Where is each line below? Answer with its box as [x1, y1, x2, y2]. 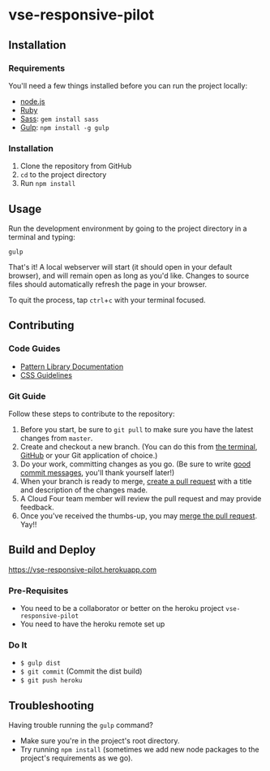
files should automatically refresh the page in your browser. [8, 279, 208, 289]
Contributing [8, 318, 75, 332]
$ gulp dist [19, 660, 61, 668]
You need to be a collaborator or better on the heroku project [19, 604, 225, 613]
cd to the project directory [19, 170, 107, 180]
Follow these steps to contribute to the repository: [8, 409, 175, 418]
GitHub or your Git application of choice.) [19, 450, 158, 460]
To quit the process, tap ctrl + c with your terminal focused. [8, 295, 206, 305]
